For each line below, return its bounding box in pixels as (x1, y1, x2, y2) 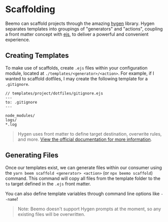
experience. (5, 37, 30, 43)
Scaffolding (5, 4, 55, 15)
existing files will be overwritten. (17, 211, 85, 217)
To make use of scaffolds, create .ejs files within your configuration (5, 65, 148, 71)
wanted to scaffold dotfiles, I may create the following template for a (5, 75, 148, 82)
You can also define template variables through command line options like (5, 191, 160, 197)
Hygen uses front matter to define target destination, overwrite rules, (17, 131, 162, 137)
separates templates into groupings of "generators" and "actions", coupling (5, 25, 163, 31)
